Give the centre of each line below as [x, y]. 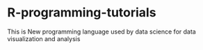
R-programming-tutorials [82, 13]
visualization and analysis [44, 38]
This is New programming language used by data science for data [101, 32]
